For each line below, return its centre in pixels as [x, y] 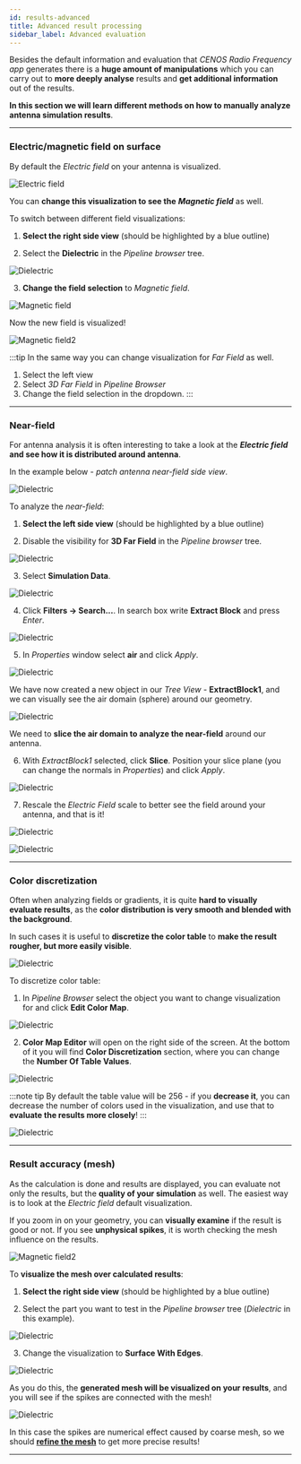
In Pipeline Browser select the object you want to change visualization [151, 998]
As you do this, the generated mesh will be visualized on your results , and [148, 1387]
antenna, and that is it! [63, 814]
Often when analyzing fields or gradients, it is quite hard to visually [133, 900]
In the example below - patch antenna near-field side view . [119, 471]
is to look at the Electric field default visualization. [101, 1202]
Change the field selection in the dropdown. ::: [108, 393]
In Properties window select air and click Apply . [110, 654]
